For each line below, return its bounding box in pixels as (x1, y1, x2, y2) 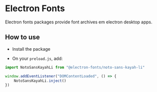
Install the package (12, 46, 51, 52)
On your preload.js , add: (12, 55, 63, 61)
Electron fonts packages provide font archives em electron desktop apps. (5, 19, 153, 25)
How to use (5, 33, 40, 41)
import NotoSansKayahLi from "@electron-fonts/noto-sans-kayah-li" (5, 65, 145, 70)
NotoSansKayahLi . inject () (14, 78, 67, 83)
